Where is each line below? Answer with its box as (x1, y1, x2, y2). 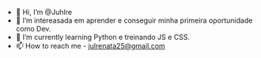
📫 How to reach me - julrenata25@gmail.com (15, 42, 166, 50)
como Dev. (15, 24, 51, 33)
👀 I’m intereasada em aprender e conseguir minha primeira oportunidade (15, 16, 253, 25)
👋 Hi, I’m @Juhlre (15, 8, 73, 16)
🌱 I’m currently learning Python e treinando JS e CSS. (15, 32, 191, 42)
